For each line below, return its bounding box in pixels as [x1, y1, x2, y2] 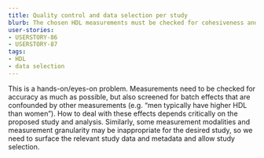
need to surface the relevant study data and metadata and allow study [8, 134, 236, 143]
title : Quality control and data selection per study [8, 11, 189, 20]
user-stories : [8, 26, 55, 34]
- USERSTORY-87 [8, 41, 58, 48]
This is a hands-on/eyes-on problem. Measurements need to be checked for [8, 84, 256, 93]
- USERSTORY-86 [8, 33, 58, 41]
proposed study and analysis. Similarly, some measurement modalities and [8, 117, 250, 126]
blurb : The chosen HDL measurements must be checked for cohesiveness [8, 19, 244, 27]
